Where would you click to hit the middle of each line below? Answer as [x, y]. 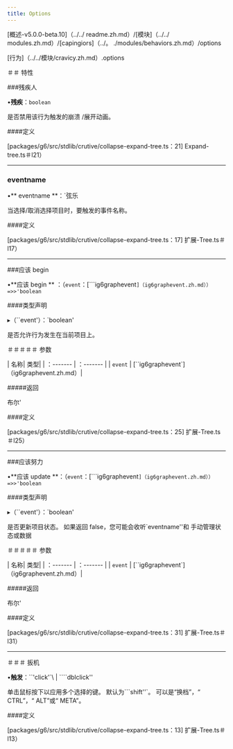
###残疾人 [22, 87]
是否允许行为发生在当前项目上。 [53, 334]
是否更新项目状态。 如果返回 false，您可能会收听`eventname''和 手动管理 [111, 526]
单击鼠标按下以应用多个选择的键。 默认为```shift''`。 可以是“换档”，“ [104, 691]
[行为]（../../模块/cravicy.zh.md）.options [66, 58]
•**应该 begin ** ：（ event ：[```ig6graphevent [72, 284]
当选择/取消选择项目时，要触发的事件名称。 [69, 210]
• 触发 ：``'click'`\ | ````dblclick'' [50, 677]
